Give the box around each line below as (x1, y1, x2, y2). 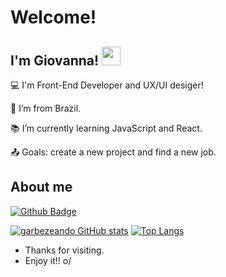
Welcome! (10, 6, 97, 29)
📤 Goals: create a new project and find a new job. (10, 146, 217, 158)
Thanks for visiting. (24, 244, 105, 256)
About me (10, 179, 73, 196)
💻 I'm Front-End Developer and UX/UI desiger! (10, 79, 204, 91)
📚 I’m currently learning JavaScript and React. (10, 122, 203, 134)
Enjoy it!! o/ (24, 254, 72, 266)
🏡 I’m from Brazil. (10, 102, 82, 114)
